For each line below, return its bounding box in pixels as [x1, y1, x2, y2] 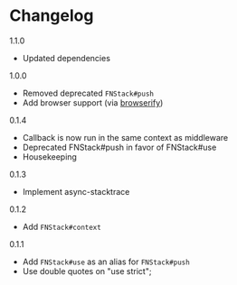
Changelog [9, 5, 94, 26]
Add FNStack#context [22, 221, 101, 232]
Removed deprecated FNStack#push [22, 87, 154, 98]
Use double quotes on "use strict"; [22, 265, 152, 276]
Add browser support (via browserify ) [22, 97, 164, 108]
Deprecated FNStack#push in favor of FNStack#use [22, 142, 217, 152]
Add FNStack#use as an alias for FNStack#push [22, 256, 190, 267]
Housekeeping [22, 151, 77, 162]
